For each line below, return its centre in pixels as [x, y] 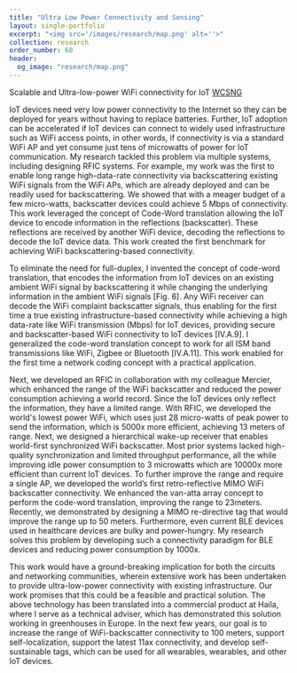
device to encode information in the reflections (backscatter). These [134, 222]
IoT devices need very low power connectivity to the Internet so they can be [148, 109]
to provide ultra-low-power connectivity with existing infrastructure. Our [141, 585]
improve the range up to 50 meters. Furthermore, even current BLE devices [146, 521]
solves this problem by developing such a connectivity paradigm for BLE [141, 540]
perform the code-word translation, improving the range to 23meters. [136, 502]
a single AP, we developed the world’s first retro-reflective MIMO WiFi [137, 483]
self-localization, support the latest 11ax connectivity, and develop [129, 642]
